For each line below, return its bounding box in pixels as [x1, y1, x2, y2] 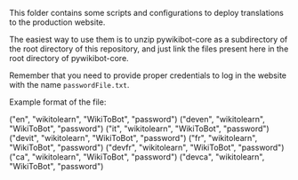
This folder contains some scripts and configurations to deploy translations [9, 8, 285, 18]
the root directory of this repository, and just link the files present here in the [9, 43, 289, 54]
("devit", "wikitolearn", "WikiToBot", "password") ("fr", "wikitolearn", [9, 133, 258, 143]
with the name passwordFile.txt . [9, 80, 130, 90]
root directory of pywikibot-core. [9, 53, 129, 63]
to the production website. [9, 17, 106, 27]
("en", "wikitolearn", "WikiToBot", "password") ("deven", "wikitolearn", [9, 114, 265, 124]
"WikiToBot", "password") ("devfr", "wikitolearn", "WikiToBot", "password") [9, 142, 285, 153]
